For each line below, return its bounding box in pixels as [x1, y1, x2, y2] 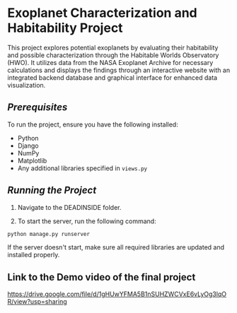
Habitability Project [7, 20, 123, 36]
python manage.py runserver [7, 230, 91, 237]
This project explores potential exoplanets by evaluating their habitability [7, 43, 219, 52]
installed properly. [7, 251, 60, 259]
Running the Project [7, 184, 97, 196]
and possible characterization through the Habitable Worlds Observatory [7, 51, 219, 59]
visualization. [7, 81, 46, 89]
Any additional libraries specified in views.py [17, 164, 147, 172]
